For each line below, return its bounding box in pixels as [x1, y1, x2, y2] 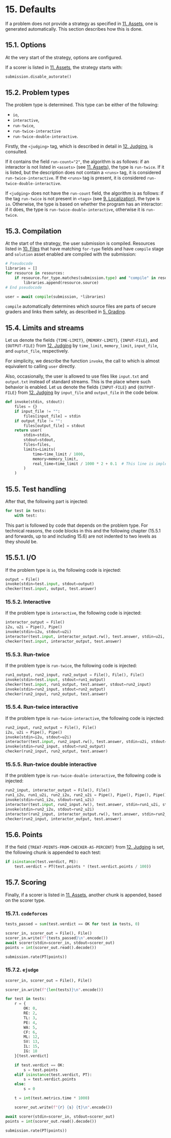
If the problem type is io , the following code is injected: [5, 567, 121, 573]
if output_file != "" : [14, 418, 63, 424]
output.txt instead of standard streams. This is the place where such [5, 379, 151, 385]
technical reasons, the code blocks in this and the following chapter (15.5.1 [5, 527, 161, 533]
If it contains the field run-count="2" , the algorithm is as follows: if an [5, 158, 150, 165]
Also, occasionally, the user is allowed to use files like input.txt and [5, 373, 149, 379]
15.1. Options [5, 41, 46, 50]
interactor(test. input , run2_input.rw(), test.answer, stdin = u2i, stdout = [5, 739, 167, 745]
